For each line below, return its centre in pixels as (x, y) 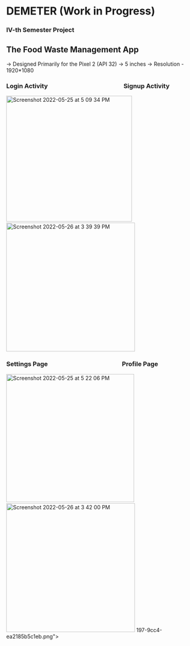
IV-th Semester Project (40, 30)
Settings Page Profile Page (82, 364)
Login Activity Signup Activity (88, 86)
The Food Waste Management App (73, 49)
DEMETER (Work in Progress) (81, 11)
